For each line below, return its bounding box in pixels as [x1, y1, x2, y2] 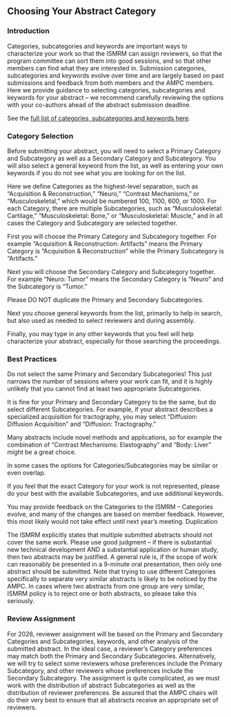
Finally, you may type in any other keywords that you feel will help [7, 329, 194, 337]
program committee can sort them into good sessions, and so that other [7, 57, 212, 65]
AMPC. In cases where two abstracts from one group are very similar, [7, 582, 205, 591]
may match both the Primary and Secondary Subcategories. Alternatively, [7, 651, 217, 660]
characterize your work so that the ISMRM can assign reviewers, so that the [7, 49, 223, 57]
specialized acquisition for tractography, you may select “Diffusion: [7, 413, 198, 421]
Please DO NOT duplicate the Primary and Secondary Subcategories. [7, 295, 204, 304]
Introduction [7, 26, 50, 36]
